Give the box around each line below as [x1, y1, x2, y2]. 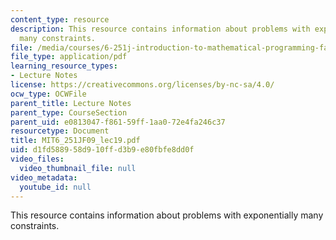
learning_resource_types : [10, 61, 118, 71]
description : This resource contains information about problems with [10, 24, 311, 34]
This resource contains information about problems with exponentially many [10, 209, 324, 221]
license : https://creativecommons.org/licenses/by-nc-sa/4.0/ [10, 80, 275, 90]
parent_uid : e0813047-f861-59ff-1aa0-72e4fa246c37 [10, 117, 226, 127]
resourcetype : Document [10, 126, 110, 136]
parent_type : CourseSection [10, 107, 128, 118]
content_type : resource [10, 14, 110, 25]
